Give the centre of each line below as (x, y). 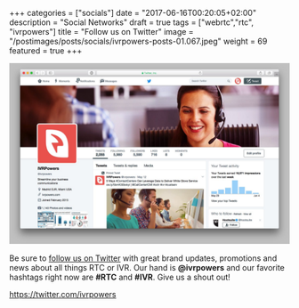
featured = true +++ (46, 51)
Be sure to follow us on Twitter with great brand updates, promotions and (143, 258)
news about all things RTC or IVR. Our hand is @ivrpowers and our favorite (147, 267)
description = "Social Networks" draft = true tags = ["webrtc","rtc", (132, 22)
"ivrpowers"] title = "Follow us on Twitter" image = (101, 32)
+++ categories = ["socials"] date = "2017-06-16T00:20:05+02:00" (133, 13)
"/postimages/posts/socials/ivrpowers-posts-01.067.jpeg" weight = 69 (138, 41)
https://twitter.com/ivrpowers (63, 294)
